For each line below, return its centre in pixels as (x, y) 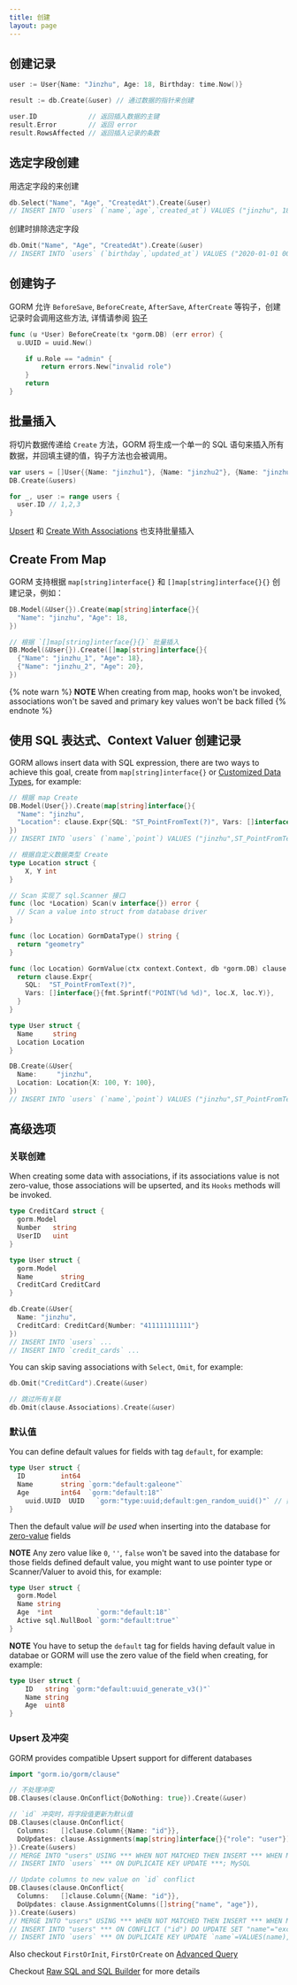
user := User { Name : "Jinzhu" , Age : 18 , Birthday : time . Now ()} (126, 85)
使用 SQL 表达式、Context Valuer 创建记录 (125, 741)
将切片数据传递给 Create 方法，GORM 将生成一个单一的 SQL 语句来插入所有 (147, 444)
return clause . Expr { (55, 977)
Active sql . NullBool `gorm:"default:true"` (98, 1621)
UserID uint (43, 1236)
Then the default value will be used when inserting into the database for (140, 1526)
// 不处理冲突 (32, 1790)
